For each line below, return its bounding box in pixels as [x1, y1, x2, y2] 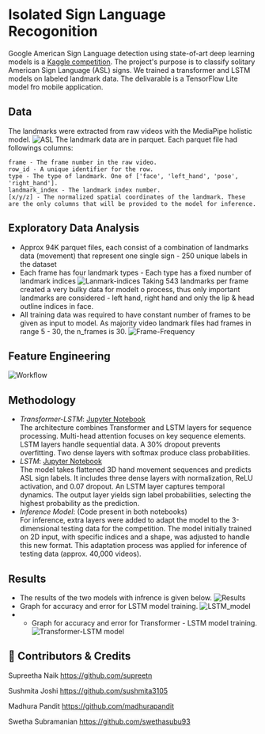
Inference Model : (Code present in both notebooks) [19, 507, 187, 516]
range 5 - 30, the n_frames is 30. [19, 326, 127, 336]
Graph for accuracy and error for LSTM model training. [19, 602, 199, 610]
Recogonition [8, 22, 98, 40]
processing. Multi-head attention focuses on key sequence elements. [19, 432, 246, 441]
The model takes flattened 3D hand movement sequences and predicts [19, 465, 252, 474]
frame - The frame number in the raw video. [8, 158, 157, 166]
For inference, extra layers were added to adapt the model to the [19, 515, 230, 525]
